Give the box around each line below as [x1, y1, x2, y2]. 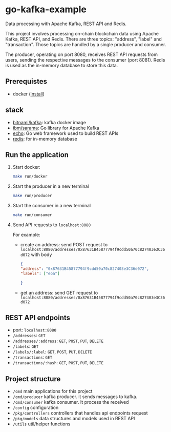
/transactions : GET [12, 354, 53, 360]
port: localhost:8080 [12, 327, 57, 333]
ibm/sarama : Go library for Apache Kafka [12, 125, 100, 131]
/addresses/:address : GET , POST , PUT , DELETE [12, 338, 104, 344]
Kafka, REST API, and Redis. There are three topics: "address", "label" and [5, 36, 162, 42]
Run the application [5, 150, 69, 159]
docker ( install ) [12, 91, 45, 97]
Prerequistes [5, 77, 48, 86]
